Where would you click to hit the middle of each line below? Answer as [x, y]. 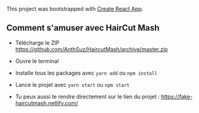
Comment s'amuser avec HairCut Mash [83, 28]
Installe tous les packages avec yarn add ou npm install [86, 73]
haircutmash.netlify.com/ [47, 103]
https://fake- [177, 97]
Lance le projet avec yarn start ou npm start [72, 84]
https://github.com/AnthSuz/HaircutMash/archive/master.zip [92, 49]
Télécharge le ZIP [37, 43]
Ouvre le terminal [37, 61]
